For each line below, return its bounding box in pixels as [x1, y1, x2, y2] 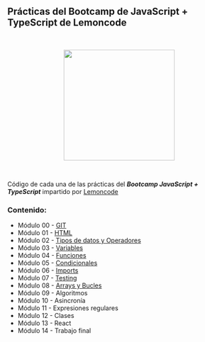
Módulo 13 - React [17, 319, 72, 328]
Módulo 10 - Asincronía [17, 297, 86, 305]
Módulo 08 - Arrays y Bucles [17, 281, 102, 290]
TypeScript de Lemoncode [7, 17, 127, 29]
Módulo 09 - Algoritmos [17, 289, 88, 297]
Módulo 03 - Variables [17, 244, 84, 252]
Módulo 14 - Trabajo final [17, 326, 92, 335]
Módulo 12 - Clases [17, 312, 74, 320]
